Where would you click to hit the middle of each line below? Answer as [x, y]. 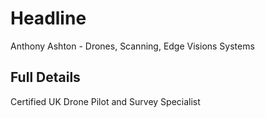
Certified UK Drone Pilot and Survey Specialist [105, 101]
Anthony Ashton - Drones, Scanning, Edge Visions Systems [132, 46]
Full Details [45, 77]
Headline [48, 18]
